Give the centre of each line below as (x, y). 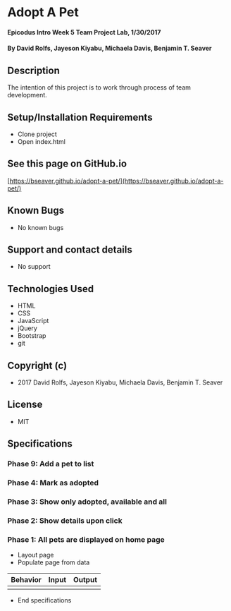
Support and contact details (70, 250)
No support (34, 267)
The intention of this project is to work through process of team (99, 87)
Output (85, 580)
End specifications (44, 600)
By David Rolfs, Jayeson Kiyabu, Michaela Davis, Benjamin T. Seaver (110, 48)
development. (27, 95)
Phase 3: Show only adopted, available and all (87, 502)
